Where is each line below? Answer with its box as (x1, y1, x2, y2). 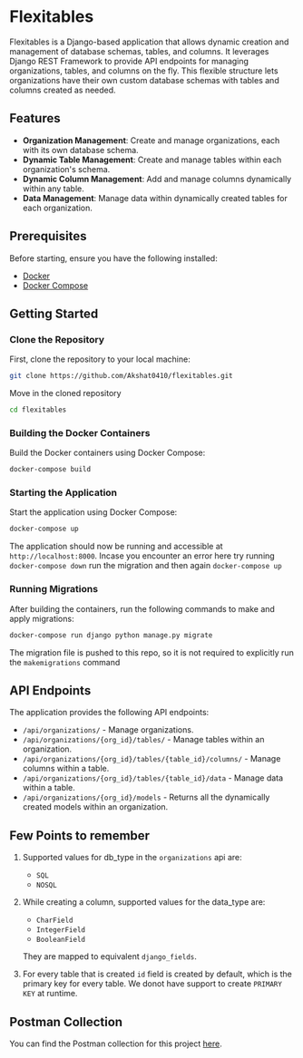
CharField (35, 916, 74, 926)
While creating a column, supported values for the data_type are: (22, 897, 266, 908)
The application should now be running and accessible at (9, 541, 224, 552)
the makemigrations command (9, 656, 121, 667)
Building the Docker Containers (9, 426, 151, 439)
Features (9, 111, 61, 126)
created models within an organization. (22, 801, 169, 812)
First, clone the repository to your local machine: (9, 354, 191, 364)
